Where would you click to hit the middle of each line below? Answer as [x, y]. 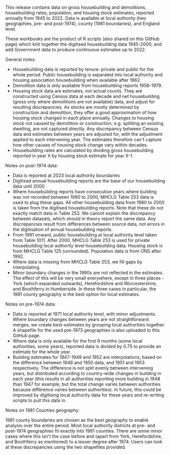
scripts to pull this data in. [40, 400]
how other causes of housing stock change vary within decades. [80, 145]
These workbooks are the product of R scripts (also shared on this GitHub [82, 39]
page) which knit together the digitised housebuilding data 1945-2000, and [83, 44]
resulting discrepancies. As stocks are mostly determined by [76, 107]
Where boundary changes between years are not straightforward [80, 319]
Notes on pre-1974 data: [30, 304]
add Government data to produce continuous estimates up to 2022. [76, 50]
